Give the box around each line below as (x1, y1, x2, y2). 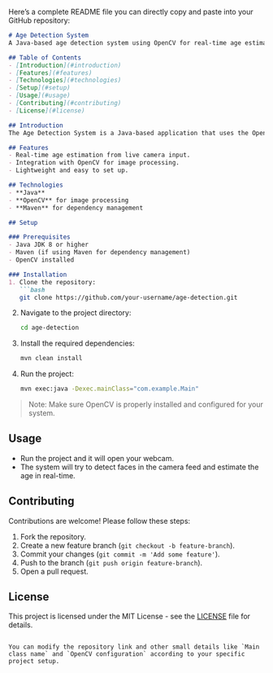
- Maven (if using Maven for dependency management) (8, 249, 191, 257)
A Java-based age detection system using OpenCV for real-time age (8, 38, 242, 47)
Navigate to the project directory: (19, 308, 132, 318)
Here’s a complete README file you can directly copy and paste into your (8, 7, 253, 16)
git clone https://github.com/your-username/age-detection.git (19, 293, 238, 301)
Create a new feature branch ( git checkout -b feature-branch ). (19, 540, 236, 550)
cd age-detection (19, 323, 80, 332)
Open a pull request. (19, 566, 89, 576)
